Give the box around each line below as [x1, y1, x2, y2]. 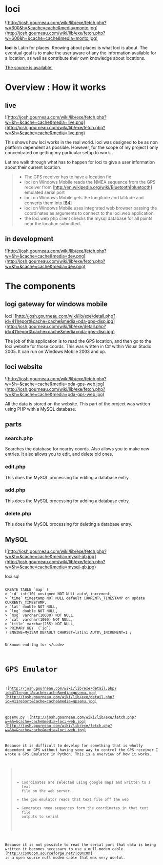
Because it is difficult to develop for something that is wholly [5, 743, 143, 748]
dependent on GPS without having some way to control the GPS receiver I [5, 748, 159, 752]
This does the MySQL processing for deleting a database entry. [5, 521, 133, 527]
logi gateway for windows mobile [5, 300, 108, 308]
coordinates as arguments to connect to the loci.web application [24, 210, 154, 216]
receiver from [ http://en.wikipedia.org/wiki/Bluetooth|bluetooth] [24, 184, 152, 190]
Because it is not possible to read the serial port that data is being [5, 842, 156, 847]
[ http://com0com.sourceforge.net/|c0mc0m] [5, 851, 93, 856]
